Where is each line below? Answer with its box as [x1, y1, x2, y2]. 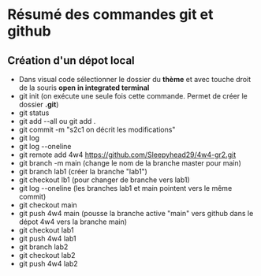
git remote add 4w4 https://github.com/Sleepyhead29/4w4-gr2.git [18, 150, 237, 159]
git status [18, 108, 50, 117]
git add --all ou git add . [18, 117, 96, 125]
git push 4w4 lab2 [18, 259, 78, 268]
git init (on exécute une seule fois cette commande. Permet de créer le [18, 91, 248, 100]
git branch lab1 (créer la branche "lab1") [18, 167, 147, 176]
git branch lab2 [18, 242, 69, 252]
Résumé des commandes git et [7, 6, 214, 24]
